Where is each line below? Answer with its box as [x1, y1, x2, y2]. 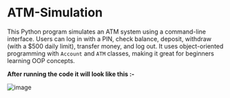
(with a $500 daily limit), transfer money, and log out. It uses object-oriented [7, 42, 224, 50]
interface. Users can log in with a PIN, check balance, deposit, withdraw [7, 34, 212, 42]
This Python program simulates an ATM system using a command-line [7, 27, 207, 36]
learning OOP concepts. [7, 56, 76, 64]
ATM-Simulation [7, 5, 103, 21]
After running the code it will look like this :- [7, 70, 135, 78]
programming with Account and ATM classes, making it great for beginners [7, 49, 215, 58]
